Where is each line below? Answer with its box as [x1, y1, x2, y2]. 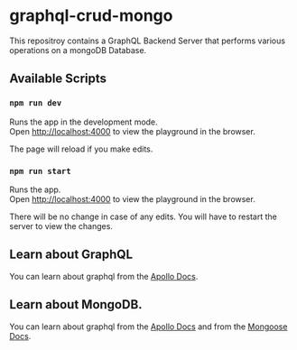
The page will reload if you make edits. [9, 143, 153, 154]
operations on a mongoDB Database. [9, 44, 147, 55]
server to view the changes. [9, 220, 113, 231]
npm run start [9, 166, 71, 176]
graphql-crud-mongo [9, 5, 173, 26]
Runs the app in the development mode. [9, 116, 158, 127]
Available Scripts [9, 71, 107, 87]
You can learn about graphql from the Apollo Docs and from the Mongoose [9, 321, 288, 332]
